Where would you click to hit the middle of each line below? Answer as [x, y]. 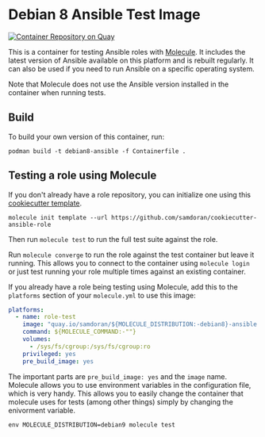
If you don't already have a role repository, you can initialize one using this [130, 194]
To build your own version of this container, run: [86, 136]
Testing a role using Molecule [83, 176]
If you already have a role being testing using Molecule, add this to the [123, 286]
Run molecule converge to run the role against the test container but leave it [131, 255]
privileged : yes [50, 354]
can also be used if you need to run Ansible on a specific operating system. [132, 68]
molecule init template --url [58, 217]
